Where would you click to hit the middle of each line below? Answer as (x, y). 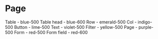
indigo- (145, 22)
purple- (146, 27)
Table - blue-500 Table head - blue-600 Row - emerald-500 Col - (71, 22)
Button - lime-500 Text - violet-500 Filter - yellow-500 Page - (76, 27)
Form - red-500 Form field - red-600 (51, 32)
